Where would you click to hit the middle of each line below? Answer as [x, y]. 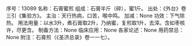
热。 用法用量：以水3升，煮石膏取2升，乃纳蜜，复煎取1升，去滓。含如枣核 [96, 23]
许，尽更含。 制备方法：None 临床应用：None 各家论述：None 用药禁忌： [95, 30]
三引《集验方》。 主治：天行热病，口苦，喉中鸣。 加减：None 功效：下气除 [96, 16]
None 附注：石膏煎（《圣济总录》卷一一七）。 [59, 37]
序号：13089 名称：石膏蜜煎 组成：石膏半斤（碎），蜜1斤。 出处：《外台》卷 [96, 8]
